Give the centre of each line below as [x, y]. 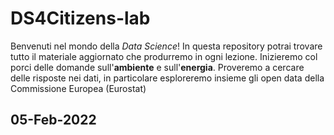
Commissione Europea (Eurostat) [78, 88]
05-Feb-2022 [53, 120]
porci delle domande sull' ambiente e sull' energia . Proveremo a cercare [157, 67]
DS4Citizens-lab [80, 18]
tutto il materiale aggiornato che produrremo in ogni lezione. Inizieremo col [164, 56]
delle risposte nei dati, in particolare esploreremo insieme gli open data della [167, 78]
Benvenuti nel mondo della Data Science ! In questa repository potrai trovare [166, 46]
